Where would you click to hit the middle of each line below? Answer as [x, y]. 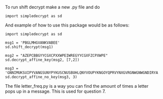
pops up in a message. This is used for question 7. [55, 91]
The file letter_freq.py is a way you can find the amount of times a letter [77, 86]
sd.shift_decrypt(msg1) [29, 47]
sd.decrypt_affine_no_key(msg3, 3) [41, 77]
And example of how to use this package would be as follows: [67, 25]
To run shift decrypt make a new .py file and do [52, 7]
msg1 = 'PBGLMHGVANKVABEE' [32, 43]
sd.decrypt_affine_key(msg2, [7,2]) [42, 60]
